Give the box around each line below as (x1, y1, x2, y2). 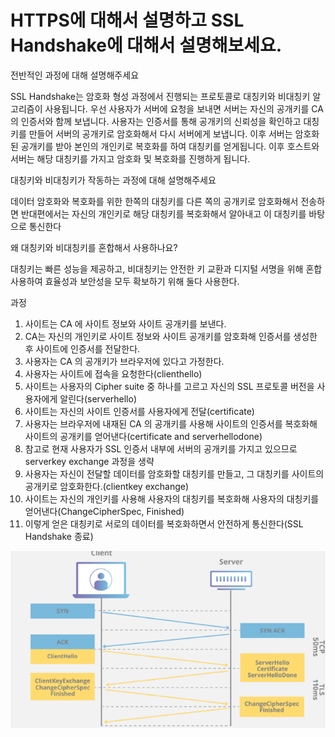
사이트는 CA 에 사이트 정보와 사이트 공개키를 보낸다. (24, 317, 227, 330)
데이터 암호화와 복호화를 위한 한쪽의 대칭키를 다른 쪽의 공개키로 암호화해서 (10, 195, 299, 207)
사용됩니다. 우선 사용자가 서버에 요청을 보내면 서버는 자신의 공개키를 (44, 102, 310, 115)
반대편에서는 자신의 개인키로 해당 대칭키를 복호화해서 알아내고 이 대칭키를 (20, 207, 307, 220)
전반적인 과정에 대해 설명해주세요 (10, 69, 140, 81)
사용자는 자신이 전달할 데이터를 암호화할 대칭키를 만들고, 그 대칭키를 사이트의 (24, 467, 325, 480)
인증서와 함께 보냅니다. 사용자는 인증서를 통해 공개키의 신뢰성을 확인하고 (20, 115, 302, 127)
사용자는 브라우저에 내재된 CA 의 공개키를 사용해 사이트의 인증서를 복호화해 (24, 417, 318, 430)
